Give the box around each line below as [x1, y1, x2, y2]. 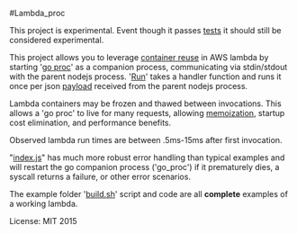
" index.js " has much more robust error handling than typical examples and [9, 152, 285, 163]
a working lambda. [9, 198, 78, 209]
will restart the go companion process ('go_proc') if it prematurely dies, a [9, 162, 280, 172]
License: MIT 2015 [9, 216, 78, 226]
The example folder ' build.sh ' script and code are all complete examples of [9, 189, 288, 199]
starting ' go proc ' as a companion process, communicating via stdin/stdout [9, 62, 288, 72]
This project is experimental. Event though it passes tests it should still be [9, 25, 282, 35]
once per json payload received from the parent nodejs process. [9, 81, 248, 91]
